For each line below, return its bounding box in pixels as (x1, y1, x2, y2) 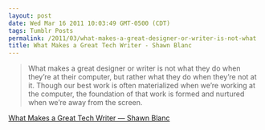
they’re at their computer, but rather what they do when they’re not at (27, 72, 257, 82)
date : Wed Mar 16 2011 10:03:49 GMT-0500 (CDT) (8, 19, 171, 27)
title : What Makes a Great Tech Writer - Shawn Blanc (8, 42, 193, 50)
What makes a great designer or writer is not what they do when (27, 63, 241, 73)
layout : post (8, 11, 52, 20)
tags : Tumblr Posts (8, 26, 74, 35)
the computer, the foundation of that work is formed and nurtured (27, 89, 245, 99)
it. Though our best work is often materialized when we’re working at (27, 81, 255, 91)
